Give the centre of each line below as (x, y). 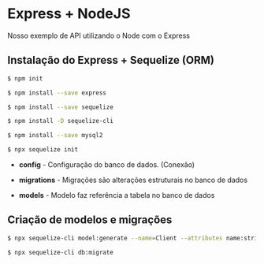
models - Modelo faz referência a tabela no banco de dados (117, 195)
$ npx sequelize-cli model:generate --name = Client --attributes (115, 238)
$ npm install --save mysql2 (55, 136)
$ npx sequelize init (43, 150)
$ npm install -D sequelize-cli (60, 121)
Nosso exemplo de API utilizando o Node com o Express (99, 35)
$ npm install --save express (57, 93)
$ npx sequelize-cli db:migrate (60, 252)
